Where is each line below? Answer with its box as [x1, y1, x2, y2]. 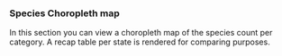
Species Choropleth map [9, 7, 120, 20]
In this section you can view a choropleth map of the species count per [9, 28, 273, 38]
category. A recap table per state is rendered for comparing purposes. [9, 36, 270, 47]
